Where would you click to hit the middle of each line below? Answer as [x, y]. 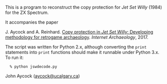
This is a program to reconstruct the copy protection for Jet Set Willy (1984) [84, 7]
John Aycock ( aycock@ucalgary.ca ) [43, 76]
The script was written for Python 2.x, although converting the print [76, 47]
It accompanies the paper [32, 22]
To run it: [15, 57]
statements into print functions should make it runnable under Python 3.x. [82, 52]
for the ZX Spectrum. [27, 12]
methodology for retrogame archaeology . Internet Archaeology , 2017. [77, 37]
